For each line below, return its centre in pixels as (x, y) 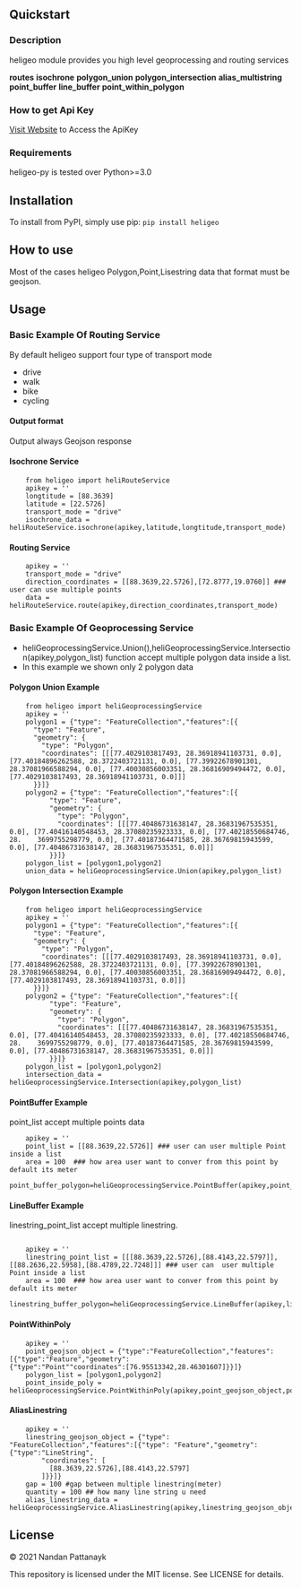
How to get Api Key (52, 109)
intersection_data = (64, 1074)
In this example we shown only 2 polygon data (108, 666)
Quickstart (40, 15)
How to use (41, 250)
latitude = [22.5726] (65, 504)
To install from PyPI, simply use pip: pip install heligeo (114, 222)
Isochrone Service (44, 462)
